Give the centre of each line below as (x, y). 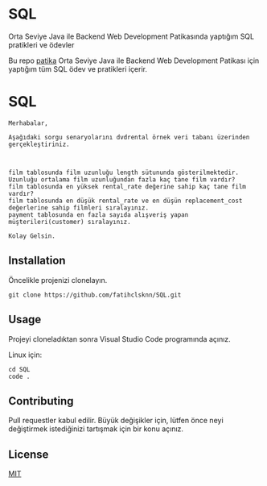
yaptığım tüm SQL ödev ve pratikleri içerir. (78, 69)
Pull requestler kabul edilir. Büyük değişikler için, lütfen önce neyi (116, 421)
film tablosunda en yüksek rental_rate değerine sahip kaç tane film (127, 186)
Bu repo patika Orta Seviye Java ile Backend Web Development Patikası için (134, 60)
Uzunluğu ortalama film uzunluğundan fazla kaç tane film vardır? (122, 179)
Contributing (41, 401)
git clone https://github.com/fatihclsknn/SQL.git (95, 295)
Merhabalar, (28, 123)
